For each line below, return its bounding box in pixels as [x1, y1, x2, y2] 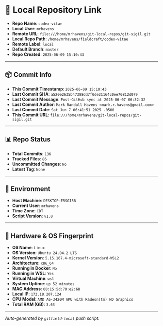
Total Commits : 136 [12, 151, 51, 156]
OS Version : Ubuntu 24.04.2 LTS [12, 250, 77, 256]
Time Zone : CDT [12, 208, 44, 214]
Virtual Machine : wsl [12, 275, 54, 281]
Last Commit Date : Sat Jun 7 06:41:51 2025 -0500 [12, 106, 115, 112]
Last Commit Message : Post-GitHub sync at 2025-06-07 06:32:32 [12, 96, 146, 102]
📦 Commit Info [5, 70, 52, 79]
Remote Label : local [12, 41, 54, 47]
